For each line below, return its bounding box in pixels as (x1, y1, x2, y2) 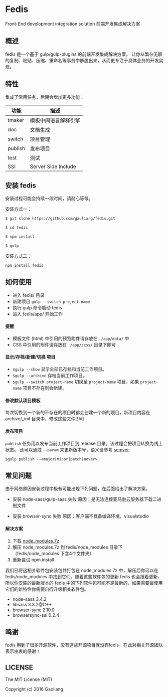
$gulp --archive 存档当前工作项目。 (12, 373, 88, 379)
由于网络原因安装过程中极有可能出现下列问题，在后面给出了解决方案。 (5, 485, 150, 492)
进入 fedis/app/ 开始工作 (12, 311, 63, 317)
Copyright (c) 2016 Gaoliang (5, 686, 64, 692)
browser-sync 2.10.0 (12, 607, 55, 613)
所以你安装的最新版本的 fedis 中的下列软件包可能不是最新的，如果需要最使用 (5, 580, 163, 586)
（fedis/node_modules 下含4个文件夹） (12, 550, 94, 556)
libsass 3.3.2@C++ (12, 601, 52, 607)
